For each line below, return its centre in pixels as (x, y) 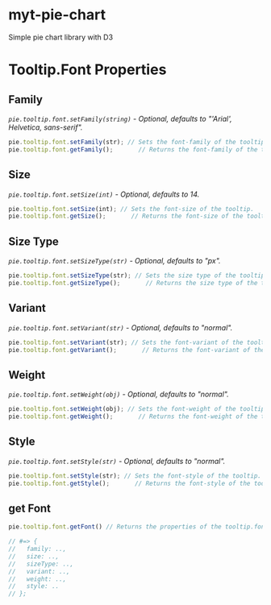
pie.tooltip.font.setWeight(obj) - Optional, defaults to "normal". (119, 394)
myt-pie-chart (57, 15)
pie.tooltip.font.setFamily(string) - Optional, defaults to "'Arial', (120, 118)
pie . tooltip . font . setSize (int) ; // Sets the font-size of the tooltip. (131, 209)
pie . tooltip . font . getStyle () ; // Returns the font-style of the (129, 483)
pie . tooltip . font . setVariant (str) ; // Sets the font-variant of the (126, 342)
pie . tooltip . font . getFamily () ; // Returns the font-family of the (133, 149)
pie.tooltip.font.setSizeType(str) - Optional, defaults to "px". (115, 261)
